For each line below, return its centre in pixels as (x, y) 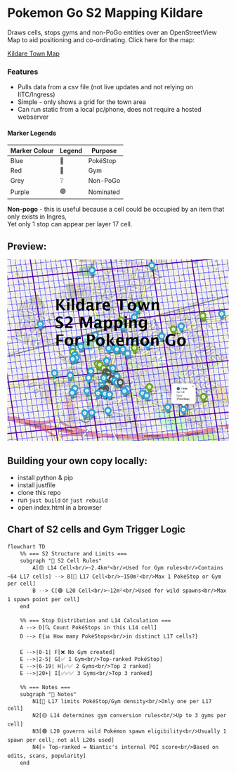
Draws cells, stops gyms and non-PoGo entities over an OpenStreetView (112, 32)
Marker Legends (32, 133)
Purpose (104, 150)
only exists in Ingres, (37, 217)
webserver (33, 117)
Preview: (27, 246)
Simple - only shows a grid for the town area (81, 102)
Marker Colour (32, 150)
